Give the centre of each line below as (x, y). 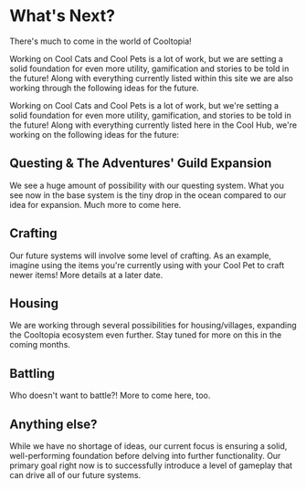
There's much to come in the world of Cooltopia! (100, 41)
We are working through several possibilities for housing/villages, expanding (153, 326)
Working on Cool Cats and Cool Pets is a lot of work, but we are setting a (146, 58)
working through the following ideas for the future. (104, 88)
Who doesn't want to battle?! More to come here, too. (110, 395)
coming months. (40, 345)
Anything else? (53, 424)
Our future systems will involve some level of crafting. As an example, (141, 255)
